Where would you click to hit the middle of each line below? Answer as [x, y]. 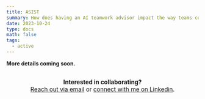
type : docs [20, 29]
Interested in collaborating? [103, 82]
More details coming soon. [41, 63]
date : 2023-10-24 [28, 23]
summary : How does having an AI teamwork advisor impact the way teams [99, 18]
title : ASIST [23, 12]
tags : [13, 40]
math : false [21, 35]
